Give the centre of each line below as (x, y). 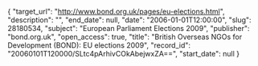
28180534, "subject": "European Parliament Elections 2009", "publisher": (129, 28)
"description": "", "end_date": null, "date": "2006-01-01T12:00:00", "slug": (129, 20)
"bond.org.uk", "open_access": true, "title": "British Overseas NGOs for (125, 37)
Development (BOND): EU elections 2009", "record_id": (99, 45)
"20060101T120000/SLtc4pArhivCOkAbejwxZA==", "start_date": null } (124, 54)
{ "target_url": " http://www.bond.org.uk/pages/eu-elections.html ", (117, 12)
